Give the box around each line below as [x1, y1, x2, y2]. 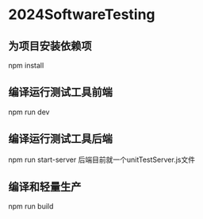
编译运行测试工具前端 [8, 86, 113, 99]
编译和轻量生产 [8, 180, 82, 194]
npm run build [8, 202, 54, 211]
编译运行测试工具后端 [8, 133, 113, 146]
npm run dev [8, 107, 50, 117]
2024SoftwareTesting [8, 6, 156, 24]
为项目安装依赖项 [8, 39, 92, 52]
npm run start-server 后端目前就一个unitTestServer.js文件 [8, 155, 196, 164]
